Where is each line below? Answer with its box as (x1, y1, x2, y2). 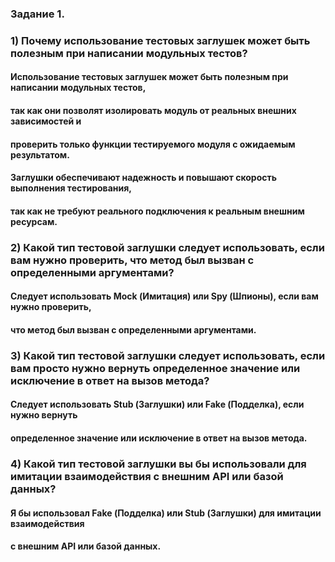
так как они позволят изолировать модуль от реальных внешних (10, 105, 297, 117)
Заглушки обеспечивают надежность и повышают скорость (10, 172, 277, 184)
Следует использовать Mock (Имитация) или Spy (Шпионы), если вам (10, 290, 319, 302)
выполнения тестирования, (10, 182, 132, 194)
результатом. (10, 148, 70, 161)
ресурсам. (10, 215, 58, 227)
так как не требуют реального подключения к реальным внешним (10, 205, 305, 217)
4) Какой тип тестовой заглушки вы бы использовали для (10, 457, 307, 471)
